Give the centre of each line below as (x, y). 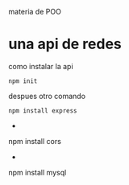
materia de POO (35, 12)
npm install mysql (37, 172)
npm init (23, 81)
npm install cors (35, 141)
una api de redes (65, 44)
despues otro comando (47, 96)
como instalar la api (41, 66)
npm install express (43, 111)
